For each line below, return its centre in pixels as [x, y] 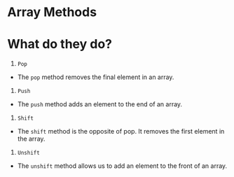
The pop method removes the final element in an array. [96, 77]
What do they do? [60, 44]
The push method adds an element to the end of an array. [100, 104]
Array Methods [52, 12]
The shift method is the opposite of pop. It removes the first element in [121, 132]
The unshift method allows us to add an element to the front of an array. [122, 166]
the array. [31, 139]
